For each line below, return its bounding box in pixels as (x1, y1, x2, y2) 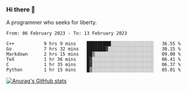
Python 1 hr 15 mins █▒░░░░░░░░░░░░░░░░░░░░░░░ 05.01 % (6, 67, 181, 73)
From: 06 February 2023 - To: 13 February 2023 (6, 30, 128, 36)
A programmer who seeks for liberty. (6, 19, 97, 26)
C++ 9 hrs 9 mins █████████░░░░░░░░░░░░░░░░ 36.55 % (6, 41, 181, 47)
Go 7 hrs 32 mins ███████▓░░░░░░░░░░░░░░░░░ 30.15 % (6, 46, 181, 52)
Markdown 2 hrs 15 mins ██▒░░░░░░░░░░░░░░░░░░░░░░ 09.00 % (6, 51, 181, 57)
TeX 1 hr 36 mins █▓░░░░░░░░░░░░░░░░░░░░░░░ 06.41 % (6, 57, 181, 63)
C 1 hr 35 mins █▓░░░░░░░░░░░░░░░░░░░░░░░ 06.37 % (6, 62, 181, 68)
